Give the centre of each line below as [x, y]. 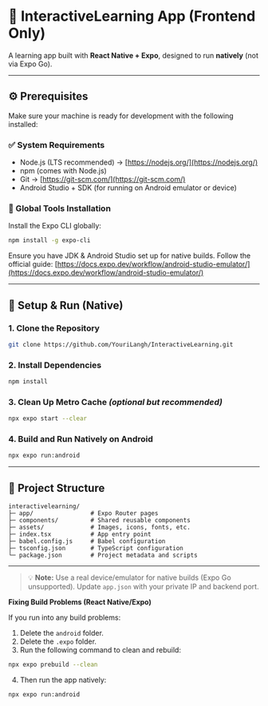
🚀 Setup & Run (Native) [66, 305]
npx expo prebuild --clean [53, 665]
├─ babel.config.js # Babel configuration [87, 541]
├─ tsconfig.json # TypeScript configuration [96, 549]
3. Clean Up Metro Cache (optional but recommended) [116, 402]
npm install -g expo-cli [49, 240]
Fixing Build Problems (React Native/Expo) [80, 602]
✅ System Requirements [57, 145]
